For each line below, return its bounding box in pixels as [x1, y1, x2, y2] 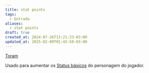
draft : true [5, 30, 30, 35]
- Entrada [9, 16, 30, 21]
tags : [5, 12, 16, 17]
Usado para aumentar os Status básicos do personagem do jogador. [5, 62, 145, 68]
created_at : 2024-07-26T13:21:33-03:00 [5, 35, 88, 40]
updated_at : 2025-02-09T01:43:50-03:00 [5, 39, 88, 44]
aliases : [5, 21, 23, 26]
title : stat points [5, 7, 46, 12]
